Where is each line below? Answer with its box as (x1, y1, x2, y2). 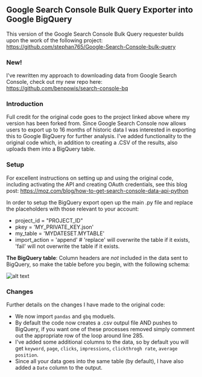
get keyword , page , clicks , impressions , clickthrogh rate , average (14, 345, 178, 352)
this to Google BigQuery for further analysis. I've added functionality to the (6, 133, 192, 140)
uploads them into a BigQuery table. (6, 145, 96, 153)
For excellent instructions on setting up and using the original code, (6, 174, 174, 182)
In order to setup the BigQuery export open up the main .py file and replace (6, 198, 193, 206)
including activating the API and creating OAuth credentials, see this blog (6, 180, 188, 188)
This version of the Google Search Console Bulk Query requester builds (6, 30, 184, 37)
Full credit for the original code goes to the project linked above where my (6, 113, 190, 121)
